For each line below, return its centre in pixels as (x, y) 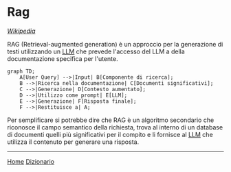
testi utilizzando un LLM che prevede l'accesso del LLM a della (96, 51)
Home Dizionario (31, 161)
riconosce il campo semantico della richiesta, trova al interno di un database (115, 127)
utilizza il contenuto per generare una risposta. (73, 142)
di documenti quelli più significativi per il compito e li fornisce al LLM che (110, 134)
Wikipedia (21, 31)
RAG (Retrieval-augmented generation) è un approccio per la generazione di (115, 44)
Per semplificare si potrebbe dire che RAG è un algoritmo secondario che (111, 120)
